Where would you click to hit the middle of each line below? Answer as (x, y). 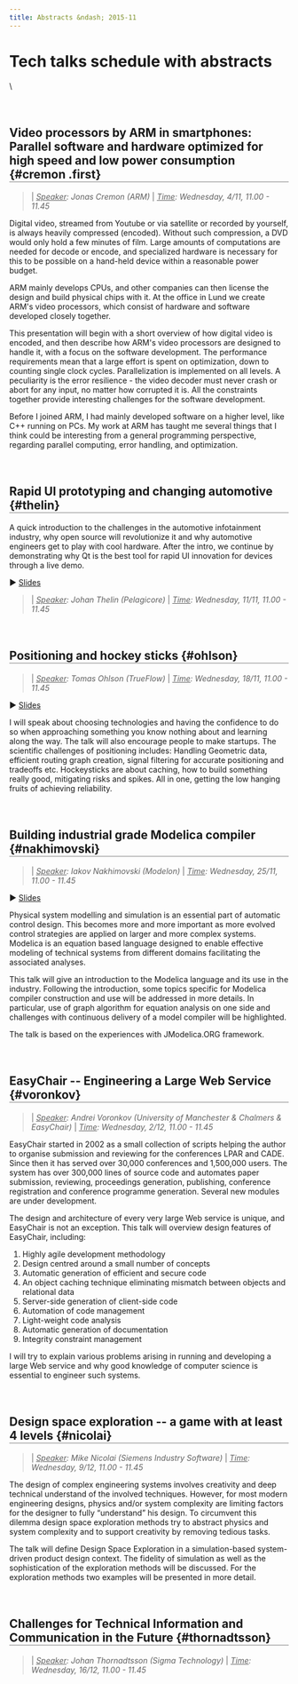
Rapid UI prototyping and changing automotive (141, 491)
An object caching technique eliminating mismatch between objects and (154, 1282)
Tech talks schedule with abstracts (141, 61)
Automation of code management (83, 1310)
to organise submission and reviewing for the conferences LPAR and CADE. (147, 1153)
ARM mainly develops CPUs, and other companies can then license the (139, 287)
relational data (48, 1291)
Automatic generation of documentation (95, 1330)
